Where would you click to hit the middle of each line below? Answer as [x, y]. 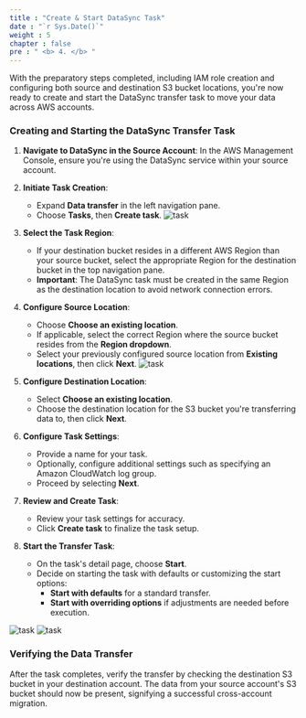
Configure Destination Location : [85, 381]
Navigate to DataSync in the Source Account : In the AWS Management [158, 151]
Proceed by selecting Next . [88, 483]
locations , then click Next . [86, 364]
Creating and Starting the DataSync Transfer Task [122, 131]
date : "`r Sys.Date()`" [57, 27]
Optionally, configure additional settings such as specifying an [153, 464]
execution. [69, 613]
